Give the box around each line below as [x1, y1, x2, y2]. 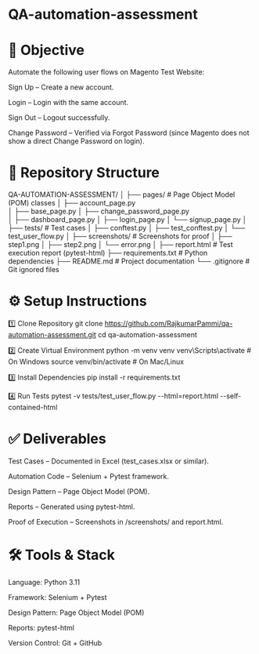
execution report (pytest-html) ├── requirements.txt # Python [8, 249, 208, 258]
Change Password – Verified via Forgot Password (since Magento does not [8, 128, 250, 138]
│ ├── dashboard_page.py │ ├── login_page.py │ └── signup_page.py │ [8, 215, 248, 224]
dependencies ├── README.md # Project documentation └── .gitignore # [8, 256, 250, 266]
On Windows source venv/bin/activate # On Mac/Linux [8, 357, 185, 366]
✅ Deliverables [8, 430, 107, 448]
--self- [220, 391, 242, 401]
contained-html [8, 402, 58, 412]
